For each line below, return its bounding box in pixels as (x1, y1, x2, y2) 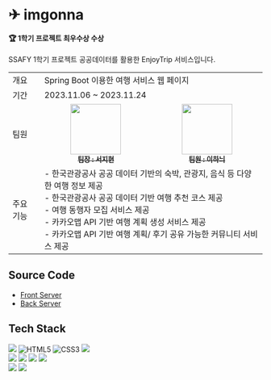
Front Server (19, 290, 62, 299)
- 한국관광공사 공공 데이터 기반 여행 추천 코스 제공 (44, 192, 223, 203)
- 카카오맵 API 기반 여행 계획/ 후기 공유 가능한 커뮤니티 (44, 228, 241, 240)
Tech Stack (8, 322, 66, 336)
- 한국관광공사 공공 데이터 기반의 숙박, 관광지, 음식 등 (44, 168, 236, 179)
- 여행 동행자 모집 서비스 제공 (44, 204, 150, 215)
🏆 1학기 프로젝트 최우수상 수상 (8, 33, 105, 43)
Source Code (8, 269, 75, 282)
